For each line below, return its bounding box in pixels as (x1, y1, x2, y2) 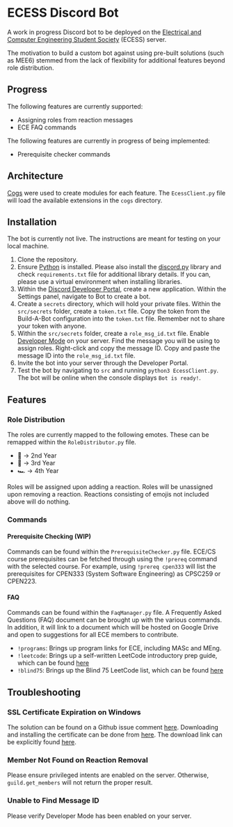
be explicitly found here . (7, 738, 77, 746)
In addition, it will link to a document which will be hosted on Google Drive (7, 623, 219, 632)
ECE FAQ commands (17, 123, 77, 131)
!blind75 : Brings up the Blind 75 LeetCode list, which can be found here (17, 666, 224, 675)
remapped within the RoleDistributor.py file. (7, 438, 137, 447)
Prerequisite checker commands (17, 150, 111, 158)
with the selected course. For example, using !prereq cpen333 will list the (7, 562, 216, 571)
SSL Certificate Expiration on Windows (7, 707, 141, 717)
